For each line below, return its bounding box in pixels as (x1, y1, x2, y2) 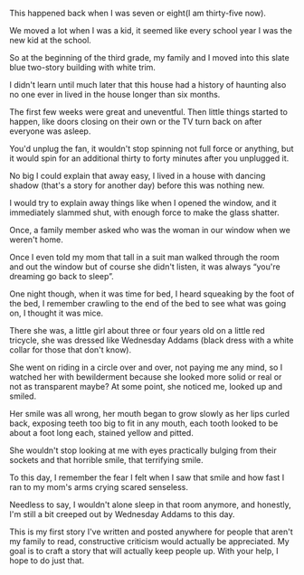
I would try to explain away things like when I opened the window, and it (9, 198, 278, 208)
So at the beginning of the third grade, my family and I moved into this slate (9, 52, 290, 62)
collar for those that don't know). (9, 344, 132, 355)
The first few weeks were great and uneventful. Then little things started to (9, 107, 288, 117)
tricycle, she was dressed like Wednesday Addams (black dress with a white (9, 335, 294, 345)
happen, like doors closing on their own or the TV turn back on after (9, 117, 262, 127)
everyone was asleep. (9, 126, 91, 137)
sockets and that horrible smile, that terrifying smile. (9, 455, 204, 465)
